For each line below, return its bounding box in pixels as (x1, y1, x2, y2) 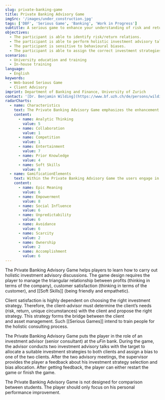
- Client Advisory (9, 84, 48, 90)
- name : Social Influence (18, 203, 71, 209)
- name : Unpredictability (18, 213, 71, 217)
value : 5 (23, 121, 41, 126)
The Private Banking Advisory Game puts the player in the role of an (5, 333, 143, 339)
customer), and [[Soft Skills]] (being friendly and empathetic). (5, 288, 130, 293)
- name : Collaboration (18, 126, 65, 131)
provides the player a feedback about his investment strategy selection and (5, 359, 158, 365)
